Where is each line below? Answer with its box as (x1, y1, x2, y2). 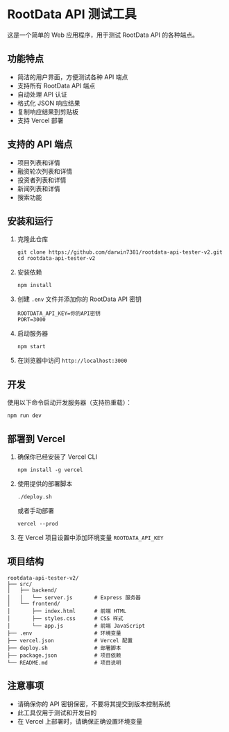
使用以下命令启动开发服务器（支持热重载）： (7, 398, 132, 407)
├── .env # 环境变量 (7, 630, 121, 637)
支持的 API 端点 (7, 138, 73, 150)
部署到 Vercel (7, 432, 66, 445)
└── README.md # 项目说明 (7, 659, 121, 666)
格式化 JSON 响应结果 (17, 99, 80, 107)
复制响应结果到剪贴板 (17, 107, 78, 115)
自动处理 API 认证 (17, 90, 68, 98)
